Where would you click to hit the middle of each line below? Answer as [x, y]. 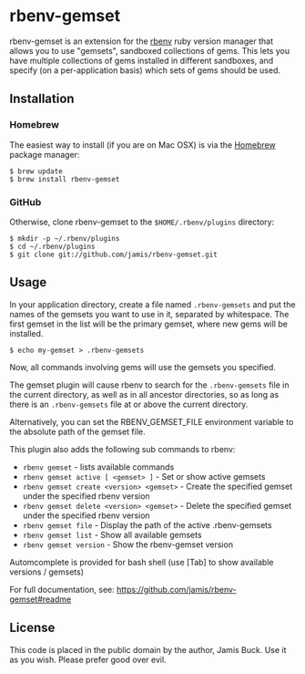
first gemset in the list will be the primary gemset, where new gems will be [149, 324]
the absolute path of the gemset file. [77, 431]
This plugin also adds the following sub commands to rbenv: [122, 449]
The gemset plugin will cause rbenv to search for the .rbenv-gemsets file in [149, 385]
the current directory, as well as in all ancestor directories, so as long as [144, 394]
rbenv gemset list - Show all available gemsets [112, 534]
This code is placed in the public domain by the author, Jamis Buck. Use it [148, 649]
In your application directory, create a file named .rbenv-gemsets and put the [152, 304]
